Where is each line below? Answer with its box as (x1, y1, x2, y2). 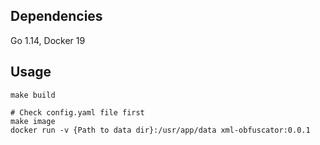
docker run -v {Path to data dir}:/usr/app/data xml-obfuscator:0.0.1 (10, 125, 311, 135)
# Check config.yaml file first (10, 107, 145, 118)
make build (10, 90, 56, 100)
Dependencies (10, 8, 103, 25)
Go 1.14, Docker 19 (10, 34, 86, 46)
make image (10, 116, 56, 126)
